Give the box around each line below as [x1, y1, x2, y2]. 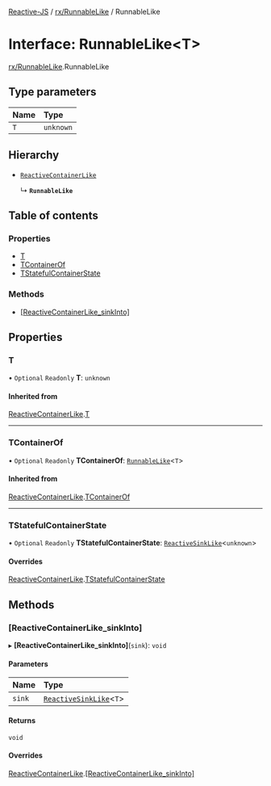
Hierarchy [8, 149, 60, 162]
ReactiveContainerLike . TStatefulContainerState [8, 574, 165, 584]
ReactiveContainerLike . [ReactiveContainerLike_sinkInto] [8, 768, 195, 778]
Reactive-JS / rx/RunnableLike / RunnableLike [8, 7, 161, 16]
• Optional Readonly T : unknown [8, 373, 110, 383]
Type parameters [8, 85, 97, 99]
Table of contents [8, 208, 98, 222]
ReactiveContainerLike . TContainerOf [8, 492, 131, 502]
